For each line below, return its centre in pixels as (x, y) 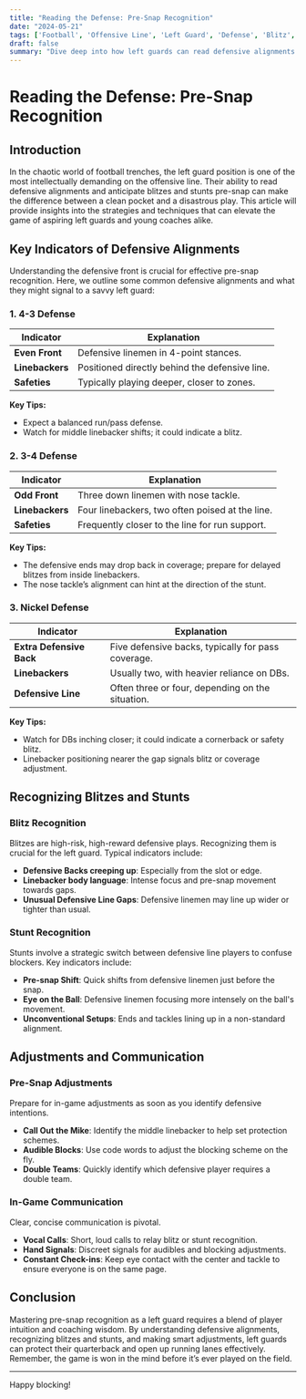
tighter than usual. (56, 909)
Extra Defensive (49, 647)
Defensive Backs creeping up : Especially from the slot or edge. (142, 870)
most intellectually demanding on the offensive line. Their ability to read (143, 181)
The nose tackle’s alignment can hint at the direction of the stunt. (144, 584)
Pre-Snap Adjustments (61, 1083)
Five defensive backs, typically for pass (194, 647)
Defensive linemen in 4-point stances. (159, 353)
